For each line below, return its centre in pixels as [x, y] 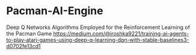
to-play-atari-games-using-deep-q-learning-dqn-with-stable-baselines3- [98, 40]
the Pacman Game [29, 33]
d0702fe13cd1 [23, 46]
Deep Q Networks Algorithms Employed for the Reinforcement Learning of [98, 27]
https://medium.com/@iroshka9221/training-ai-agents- [121, 33]
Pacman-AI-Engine [55, 11]
